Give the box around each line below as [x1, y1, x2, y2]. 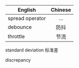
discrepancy [5, 57, 31, 63]
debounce [8, 23, 32, 30]
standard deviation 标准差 [5, 47, 59, 53]
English [17, 6, 36, 13]
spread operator [8, 15, 46, 21]
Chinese [50, 6, 71, 13]
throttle [8, 33, 25, 39]
